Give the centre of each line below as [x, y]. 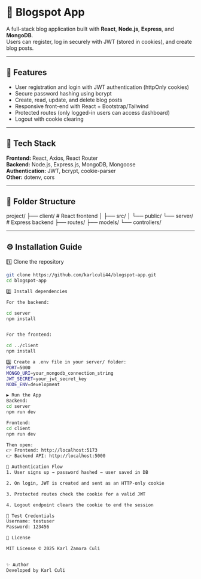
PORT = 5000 [19, 368]
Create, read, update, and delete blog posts [68, 100]
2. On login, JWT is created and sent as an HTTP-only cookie [85, 483]
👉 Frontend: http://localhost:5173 [52, 450]
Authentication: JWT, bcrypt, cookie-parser [61, 171]
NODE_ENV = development [33, 384]
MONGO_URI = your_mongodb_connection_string [60, 373]
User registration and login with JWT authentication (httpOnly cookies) [102, 87]
